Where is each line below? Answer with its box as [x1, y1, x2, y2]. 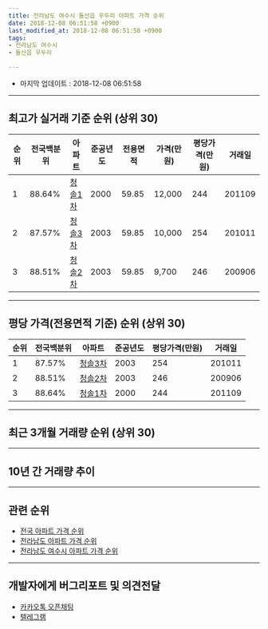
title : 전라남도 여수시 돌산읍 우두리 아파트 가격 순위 [8, 11, 164, 20]
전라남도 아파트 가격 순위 [19, 536, 97, 546]
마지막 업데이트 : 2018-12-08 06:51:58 [19, 79, 142, 88]
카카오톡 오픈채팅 [19, 602, 74, 611]
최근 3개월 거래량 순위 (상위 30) [8, 426, 156, 440]
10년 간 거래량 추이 [8, 465, 96, 478]
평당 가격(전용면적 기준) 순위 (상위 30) [8, 317, 186, 330]
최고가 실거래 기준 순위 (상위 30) [8, 112, 159, 125]
